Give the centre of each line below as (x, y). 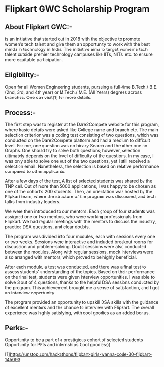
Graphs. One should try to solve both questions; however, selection (73, 150)
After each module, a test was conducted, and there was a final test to (76, 267)
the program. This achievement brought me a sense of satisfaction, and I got (82, 287)
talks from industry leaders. (33, 201)
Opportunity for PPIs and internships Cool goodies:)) (58, 345)
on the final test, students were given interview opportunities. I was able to (80, 277)
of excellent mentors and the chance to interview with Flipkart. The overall (80, 307)
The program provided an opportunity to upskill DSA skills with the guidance (82, 302)
